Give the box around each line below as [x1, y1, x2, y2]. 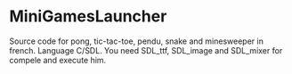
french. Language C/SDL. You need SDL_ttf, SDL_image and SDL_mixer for [9, 45, 283, 55]
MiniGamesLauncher [9, 6, 167, 27]
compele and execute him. [9, 54, 107, 65]
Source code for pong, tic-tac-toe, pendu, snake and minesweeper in [9, 36, 264, 46]
